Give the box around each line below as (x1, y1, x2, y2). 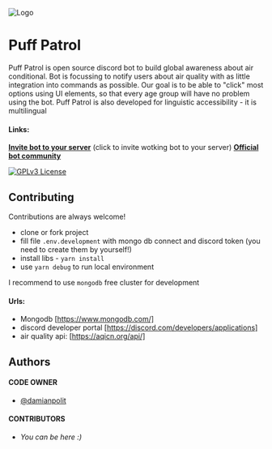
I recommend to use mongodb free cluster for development (8, 277, 200, 287)
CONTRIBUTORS (8, 414, 66, 424)
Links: (8, 124, 30, 134)
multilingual (8, 105, 47, 115)
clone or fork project (19, 227, 89, 237)
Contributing (8, 190, 74, 204)
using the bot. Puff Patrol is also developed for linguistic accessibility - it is (8, 97, 257, 107)
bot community (8, 151, 62, 161)
